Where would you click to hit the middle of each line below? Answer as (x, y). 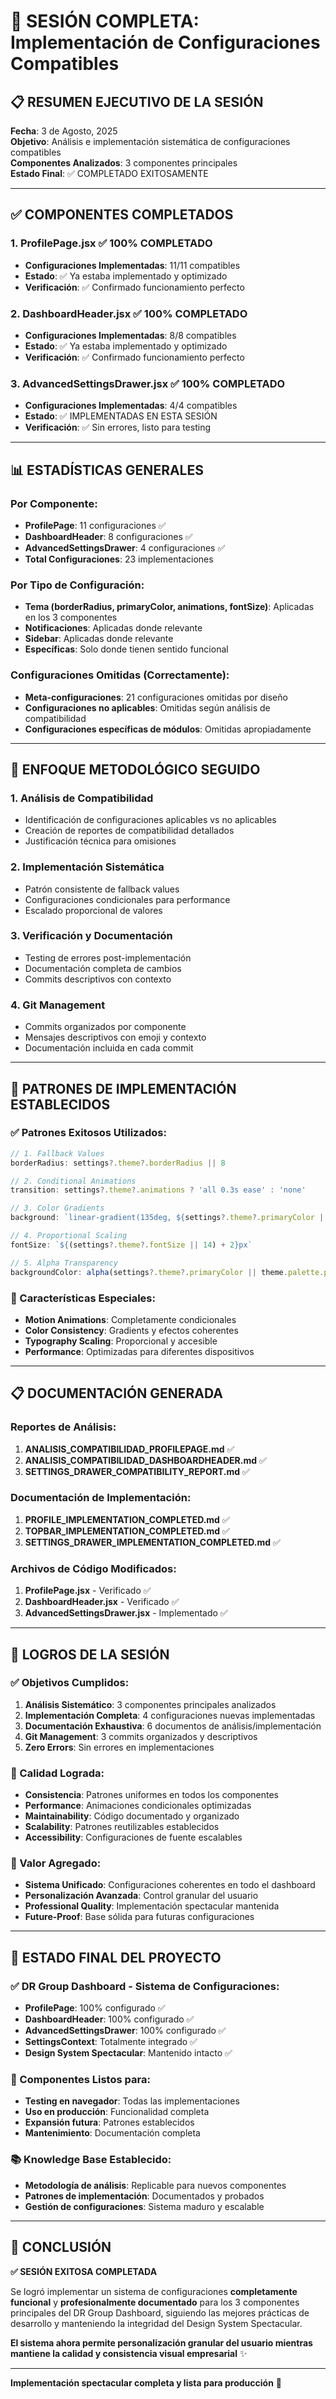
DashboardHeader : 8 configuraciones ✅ (108, 536)
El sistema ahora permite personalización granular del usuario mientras (161, 2342)
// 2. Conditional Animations (73, 1181)
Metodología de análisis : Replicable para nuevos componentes (155, 2185)
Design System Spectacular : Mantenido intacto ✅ (128, 2053)
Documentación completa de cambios (103, 968)
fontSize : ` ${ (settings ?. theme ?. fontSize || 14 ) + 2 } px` (131, 1245)
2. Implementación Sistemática (87, 867)
